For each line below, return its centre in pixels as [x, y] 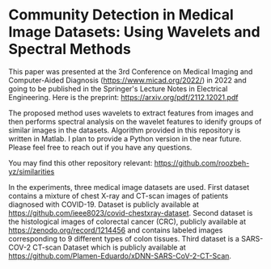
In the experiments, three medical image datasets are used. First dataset [129, 187]
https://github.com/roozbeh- [202, 162]
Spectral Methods [70, 49]
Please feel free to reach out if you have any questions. [100, 147]
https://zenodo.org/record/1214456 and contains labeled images [116, 230]
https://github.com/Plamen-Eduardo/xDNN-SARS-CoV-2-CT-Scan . [120, 255]
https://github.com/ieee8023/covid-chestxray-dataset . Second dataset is [131, 212]
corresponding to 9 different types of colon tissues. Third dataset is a [124, 238]
